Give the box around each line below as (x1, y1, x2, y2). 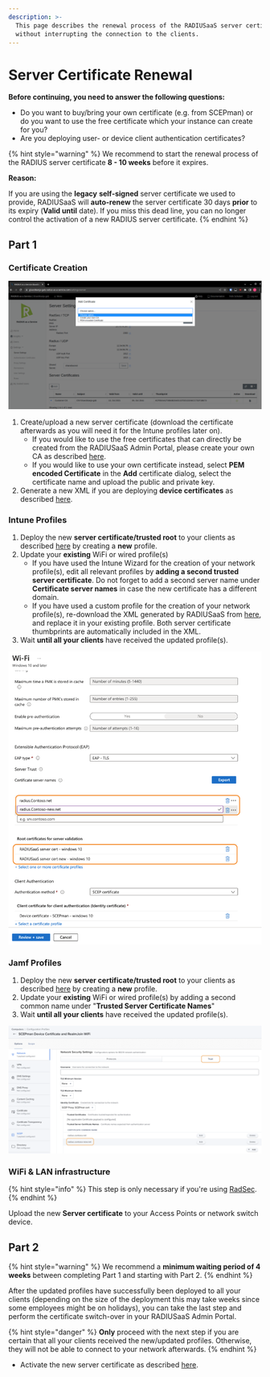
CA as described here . (31, 451, 107, 461)
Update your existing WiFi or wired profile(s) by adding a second (19, 993, 235, 1003)
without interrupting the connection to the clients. (15, 30, 199, 38)
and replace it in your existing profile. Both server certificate (31, 618, 231, 628)
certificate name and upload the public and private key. (31, 477, 215, 486)
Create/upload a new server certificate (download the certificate (19, 417, 234, 427)
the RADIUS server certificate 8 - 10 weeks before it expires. (8, 158, 209, 167)
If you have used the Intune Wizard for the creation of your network (31, 558, 256, 568)
